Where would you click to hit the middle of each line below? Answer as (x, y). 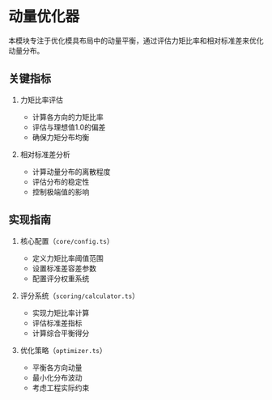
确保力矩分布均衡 (61, 137)
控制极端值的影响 (61, 192)
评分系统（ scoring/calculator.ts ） (80, 296)
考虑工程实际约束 (61, 387)
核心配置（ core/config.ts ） (67, 240)
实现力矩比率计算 (61, 313)
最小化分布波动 (57, 377)
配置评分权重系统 (61, 278)
